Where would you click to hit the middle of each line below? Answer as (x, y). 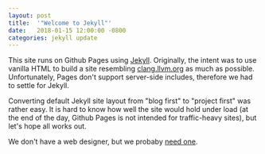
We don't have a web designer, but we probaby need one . (103, 142)
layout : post (30, 15)
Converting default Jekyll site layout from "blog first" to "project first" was (130, 101)
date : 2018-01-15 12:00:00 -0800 (67, 30)
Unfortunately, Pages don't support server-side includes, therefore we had (131, 77)
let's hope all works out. (47, 126)
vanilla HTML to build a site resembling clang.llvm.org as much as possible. (131, 69)
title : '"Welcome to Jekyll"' (60, 23)
